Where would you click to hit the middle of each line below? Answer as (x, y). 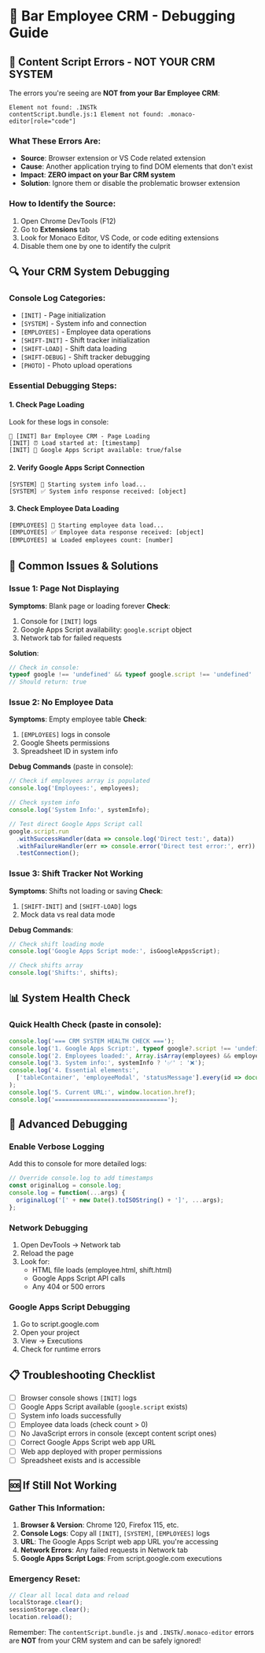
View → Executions (52, 1341)
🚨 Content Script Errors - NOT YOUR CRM (112, 62)
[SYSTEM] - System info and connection (83, 324)
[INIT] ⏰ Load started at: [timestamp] (75, 443)
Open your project (50, 1332)
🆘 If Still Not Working (63, 1486)
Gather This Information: (57, 1507)
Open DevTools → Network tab (70, 1245)
